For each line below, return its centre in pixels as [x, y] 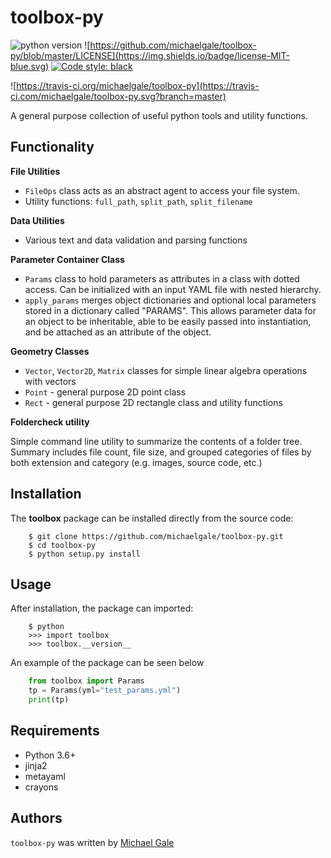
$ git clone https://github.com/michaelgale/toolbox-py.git [156, 536]
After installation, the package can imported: [102, 608]
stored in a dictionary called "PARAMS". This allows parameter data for [170, 310]
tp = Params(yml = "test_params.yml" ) [105, 691]
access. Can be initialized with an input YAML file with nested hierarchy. [173, 289]
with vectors [50, 381]
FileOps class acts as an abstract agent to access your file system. [162, 190]
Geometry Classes [50, 351]
